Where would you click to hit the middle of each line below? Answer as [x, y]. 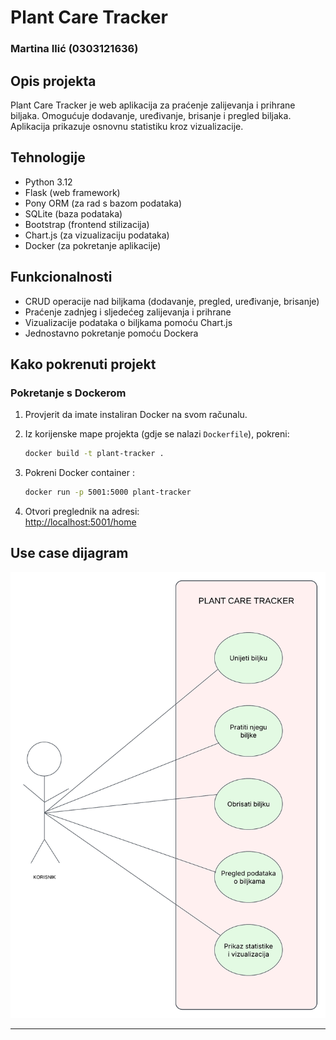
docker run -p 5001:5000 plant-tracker [108, 492]
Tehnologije [48, 157]
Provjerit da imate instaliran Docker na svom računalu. [136, 415]
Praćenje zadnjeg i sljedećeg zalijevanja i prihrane [128, 312]
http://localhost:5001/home [80, 522]
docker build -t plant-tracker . [94, 454]
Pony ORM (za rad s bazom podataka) [103, 203]
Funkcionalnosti [61, 277]
